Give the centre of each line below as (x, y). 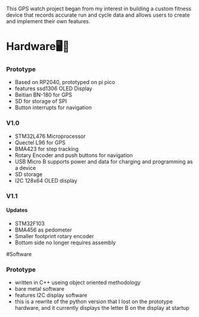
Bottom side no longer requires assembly (65, 242)
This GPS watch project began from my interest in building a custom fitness (99, 9)
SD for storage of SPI (41, 101)
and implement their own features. (48, 21)
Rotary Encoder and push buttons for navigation (74, 155)
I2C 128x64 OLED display (46, 180)
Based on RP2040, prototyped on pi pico (65, 82)
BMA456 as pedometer (43, 230)
